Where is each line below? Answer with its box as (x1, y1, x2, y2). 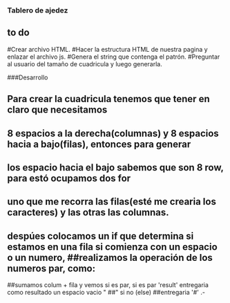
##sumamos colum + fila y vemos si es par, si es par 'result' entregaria (7, 281, 209, 289)
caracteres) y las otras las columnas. (7, 206, 169, 219)
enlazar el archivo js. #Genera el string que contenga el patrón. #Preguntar (7, 52, 220, 61)
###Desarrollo (7, 73, 48, 81)
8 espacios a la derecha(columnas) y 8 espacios (7, 127, 219, 139)
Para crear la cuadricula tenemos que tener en (7, 93, 210, 105)
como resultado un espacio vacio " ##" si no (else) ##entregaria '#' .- (7, 289, 206, 297)
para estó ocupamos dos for (7, 172, 131, 184)
